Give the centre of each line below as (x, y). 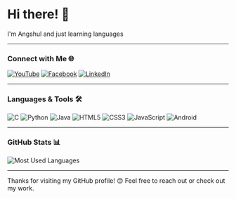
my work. (21, 188)
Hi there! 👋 (39, 14)
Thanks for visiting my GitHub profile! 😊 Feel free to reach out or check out (116, 180)
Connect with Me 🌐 (41, 58)
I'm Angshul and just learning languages (66, 34)
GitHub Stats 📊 (34, 142)
